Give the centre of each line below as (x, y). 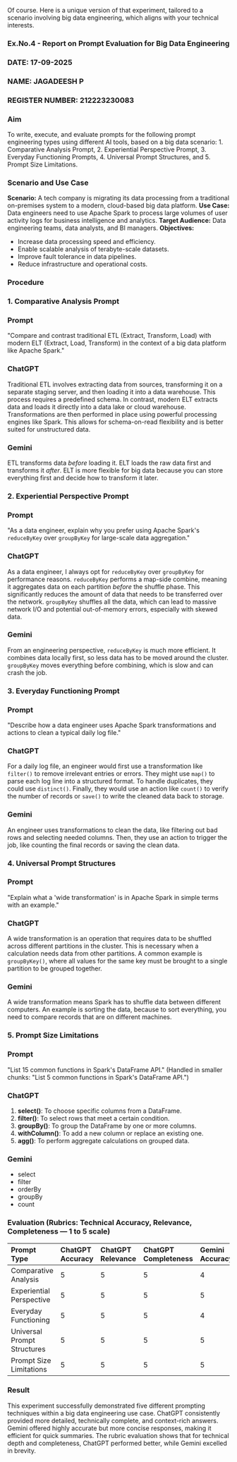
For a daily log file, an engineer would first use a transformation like (105, 766)
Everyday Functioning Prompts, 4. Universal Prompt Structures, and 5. (109, 157)
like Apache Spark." (36, 351)
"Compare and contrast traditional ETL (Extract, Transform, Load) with (109, 336)
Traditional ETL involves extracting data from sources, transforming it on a (115, 384)
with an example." (33, 905)
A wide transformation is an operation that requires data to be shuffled (109, 939)
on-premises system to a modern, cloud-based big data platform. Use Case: (119, 206)
